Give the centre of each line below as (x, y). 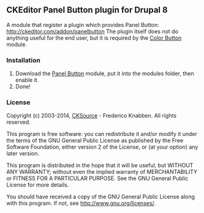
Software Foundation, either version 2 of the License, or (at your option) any (102, 147)
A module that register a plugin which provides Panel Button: (83, 24)
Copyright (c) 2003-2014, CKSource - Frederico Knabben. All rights (91, 116)
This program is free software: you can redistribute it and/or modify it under (102, 134)
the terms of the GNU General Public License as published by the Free (95, 141)
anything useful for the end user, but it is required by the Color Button (94, 38)
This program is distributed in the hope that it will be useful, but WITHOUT (100, 165)
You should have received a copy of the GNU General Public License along (100, 197)
